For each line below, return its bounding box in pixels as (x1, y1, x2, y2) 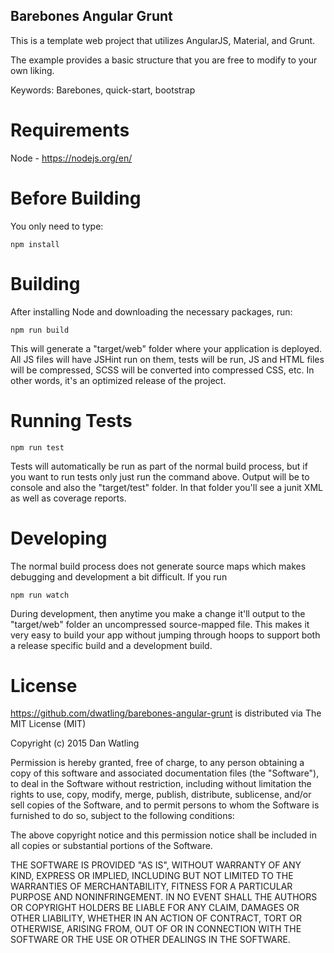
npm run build (10, 325, 70, 335)
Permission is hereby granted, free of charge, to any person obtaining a (10, 757, 305, 769)
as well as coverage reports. (10, 492, 127, 504)
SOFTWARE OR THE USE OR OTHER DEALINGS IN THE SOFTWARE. (10, 934, 291, 946)
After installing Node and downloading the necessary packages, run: (10, 305, 293, 318)
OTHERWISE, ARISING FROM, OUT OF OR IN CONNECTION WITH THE (10, 923, 302, 935)
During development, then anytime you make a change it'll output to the (10, 607, 306, 619)
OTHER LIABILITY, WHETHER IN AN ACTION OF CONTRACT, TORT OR (10, 912, 302, 924)
